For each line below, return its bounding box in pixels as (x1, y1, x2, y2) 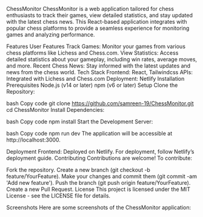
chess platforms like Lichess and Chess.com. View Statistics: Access (6, 49, 179, 57)
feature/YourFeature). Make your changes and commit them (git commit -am (6, 173, 197, 180)
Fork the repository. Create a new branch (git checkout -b (6, 167, 150, 173)
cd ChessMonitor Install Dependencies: (6, 106, 105, 113)
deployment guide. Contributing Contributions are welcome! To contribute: (6, 154, 193, 162)
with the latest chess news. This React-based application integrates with (6, 18, 187, 25)
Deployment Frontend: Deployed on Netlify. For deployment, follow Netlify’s (6, 148, 195, 155)
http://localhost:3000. (6, 136, 61, 143)
